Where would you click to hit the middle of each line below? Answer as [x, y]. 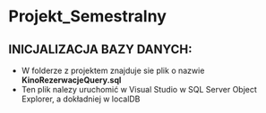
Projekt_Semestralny [87, 16]
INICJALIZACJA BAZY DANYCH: [100, 49]
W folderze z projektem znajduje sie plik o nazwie [113, 70]
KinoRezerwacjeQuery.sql [71, 80]
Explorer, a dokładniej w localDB [81, 99]
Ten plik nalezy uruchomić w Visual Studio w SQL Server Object [139, 89]
